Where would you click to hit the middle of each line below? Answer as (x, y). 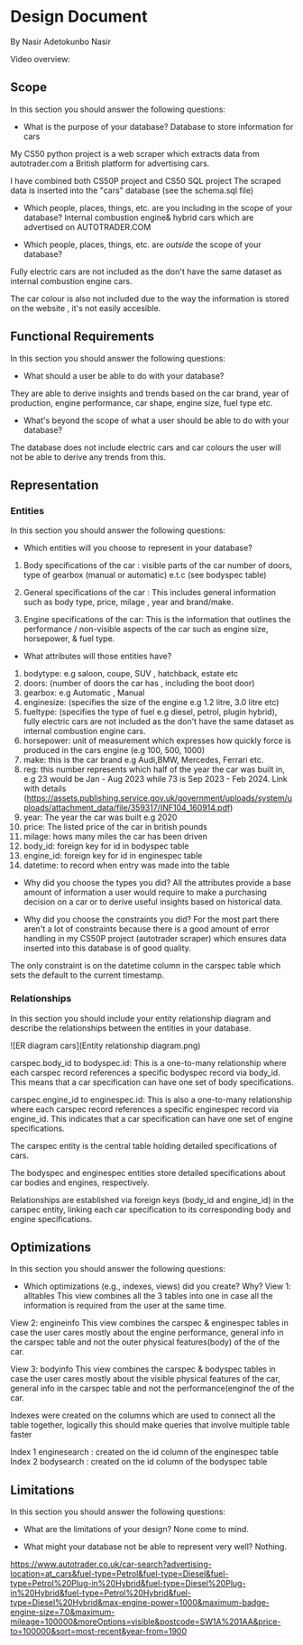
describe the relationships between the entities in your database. (131, 1028)
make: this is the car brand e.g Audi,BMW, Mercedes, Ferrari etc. (143, 760)
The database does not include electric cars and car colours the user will (146, 447)
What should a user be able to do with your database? (124, 375)
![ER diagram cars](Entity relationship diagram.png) (106, 1045)
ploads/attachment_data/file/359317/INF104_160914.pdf (127, 808)
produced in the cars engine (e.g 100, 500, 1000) (114, 750)
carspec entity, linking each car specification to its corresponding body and (151, 1209)
